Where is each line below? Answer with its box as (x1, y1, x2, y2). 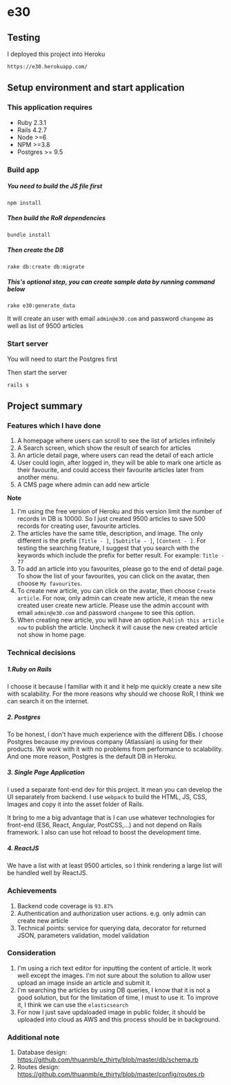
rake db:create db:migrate (7, 263, 85, 270)
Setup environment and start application (7, 82, 185, 94)
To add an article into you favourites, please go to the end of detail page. (17, 565, 224, 573)
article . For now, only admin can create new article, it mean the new (17, 594, 214, 603)
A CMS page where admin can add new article (17, 480, 150, 489)
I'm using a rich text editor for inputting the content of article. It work (17, 964, 212, 972)
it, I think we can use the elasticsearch (17, 1000, 129, 1008)
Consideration (7, 948, 57, 958)
